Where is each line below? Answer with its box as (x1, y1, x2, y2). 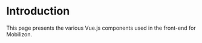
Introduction (6, 4, 70, 18)
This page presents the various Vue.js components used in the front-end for (6, 24, 196, 31)
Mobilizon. (6, 30, 33, 38)
